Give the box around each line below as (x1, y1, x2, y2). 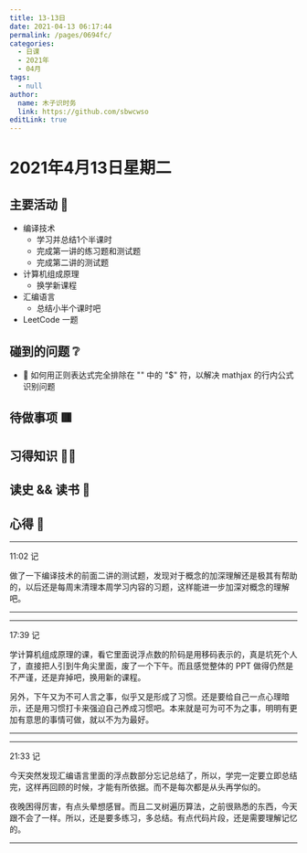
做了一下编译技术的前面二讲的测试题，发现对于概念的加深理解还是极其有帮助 (9, 570, 298, 581)
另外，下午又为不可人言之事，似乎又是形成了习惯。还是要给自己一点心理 (9, 691, 281, 702)
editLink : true (9, 115, 68, 124)
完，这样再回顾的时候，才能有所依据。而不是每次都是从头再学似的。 (9, 781, 266, 792)
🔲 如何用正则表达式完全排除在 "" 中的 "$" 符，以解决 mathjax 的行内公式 (22, 369, 294, 380)
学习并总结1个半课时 (36, 234, 112, 245)
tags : (9, 73, 30, 82)
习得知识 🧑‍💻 (9, 448, 77, 464)
